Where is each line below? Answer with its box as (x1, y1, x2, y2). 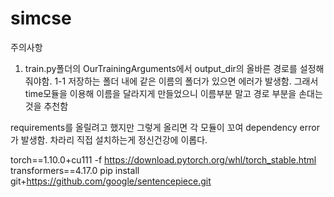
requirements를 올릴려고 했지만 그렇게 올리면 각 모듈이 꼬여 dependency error (10, 121, 320, 133)
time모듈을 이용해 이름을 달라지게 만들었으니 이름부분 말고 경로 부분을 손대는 (24, 87, 323, 99)
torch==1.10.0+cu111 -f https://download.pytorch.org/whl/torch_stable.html (10, 153, 317, 166)
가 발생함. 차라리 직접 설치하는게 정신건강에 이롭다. (10, 133, 208, 146)
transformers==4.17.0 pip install (10, 164, 140, 176)
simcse (10, 7, 72, 30)
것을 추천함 (24, 100, 69, 112)
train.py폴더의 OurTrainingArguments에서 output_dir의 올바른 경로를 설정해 (24, 62, 325, 74)
